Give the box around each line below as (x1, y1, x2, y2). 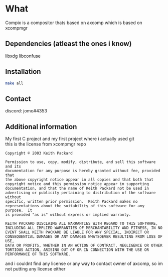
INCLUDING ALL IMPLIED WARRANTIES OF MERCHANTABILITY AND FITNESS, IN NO (5, 225, 163, 231)
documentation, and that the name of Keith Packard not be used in (5, 186, 149, 191)
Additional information (5, 122, 77, 131)
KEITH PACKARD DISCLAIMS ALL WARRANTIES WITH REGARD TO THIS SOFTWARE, (5, 221, 158, 226)
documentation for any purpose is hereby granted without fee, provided (5, 169, 160, 174)
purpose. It (5, 208, 33, 213)
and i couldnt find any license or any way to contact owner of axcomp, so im (5, 260, 163, 266)
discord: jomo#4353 (5, 108, 48, 114)
